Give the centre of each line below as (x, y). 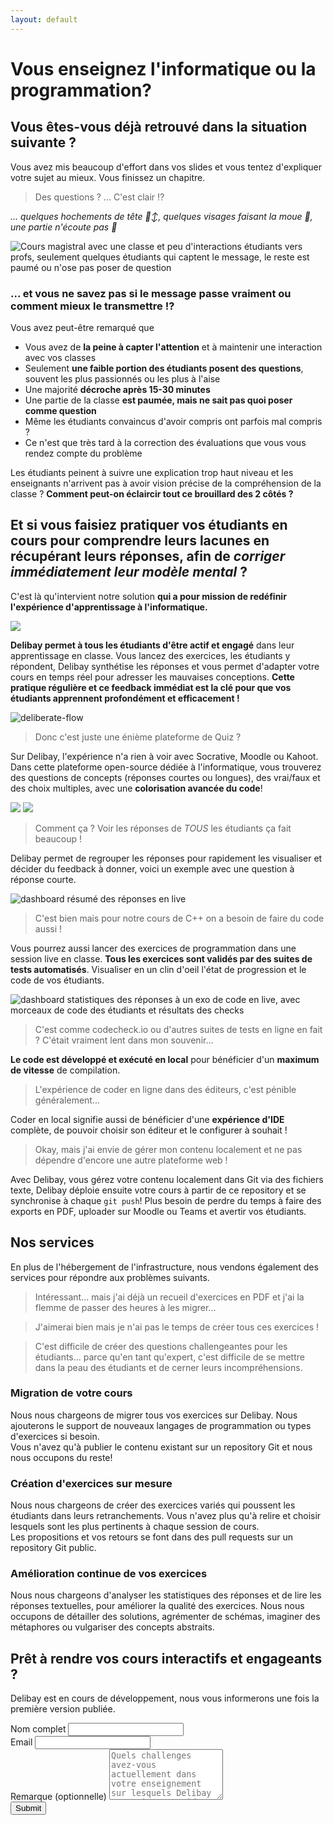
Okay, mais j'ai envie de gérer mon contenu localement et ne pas (168, 1149)
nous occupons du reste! (61, 1457)
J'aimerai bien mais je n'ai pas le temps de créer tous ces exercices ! (177, 1327)
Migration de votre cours (71, 1393)
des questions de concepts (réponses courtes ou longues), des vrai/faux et (165, 777)
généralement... (67, 1100)
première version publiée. (63, 1709)
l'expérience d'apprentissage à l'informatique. (109, 607)
